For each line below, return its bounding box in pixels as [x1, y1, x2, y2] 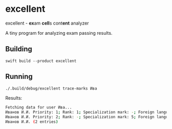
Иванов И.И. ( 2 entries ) [5, 119, 58, 124]
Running [5, 72, 33, 81]
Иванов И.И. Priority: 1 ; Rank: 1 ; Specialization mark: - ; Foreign [5, 110, 155, 115]
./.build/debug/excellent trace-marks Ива [5, 85, 97, 91]
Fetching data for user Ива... [5, 105, 72, 110]
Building [5, 45, 32, 54]
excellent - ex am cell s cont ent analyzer [5, 20, 89, 26]
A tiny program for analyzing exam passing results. [5, 30, 113, 36]
